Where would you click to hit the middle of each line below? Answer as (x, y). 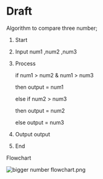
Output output (32, 134)
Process (25, 63)
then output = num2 (40, 110)
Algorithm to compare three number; (52, 28)
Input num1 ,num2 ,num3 (46, 51)
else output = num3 (40, 122)
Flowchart (19, 158)
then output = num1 (39, 87)
